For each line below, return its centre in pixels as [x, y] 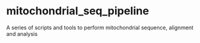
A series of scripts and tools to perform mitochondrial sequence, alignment [100, 27]
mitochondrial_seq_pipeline [78, 11]
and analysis [22, 33]
